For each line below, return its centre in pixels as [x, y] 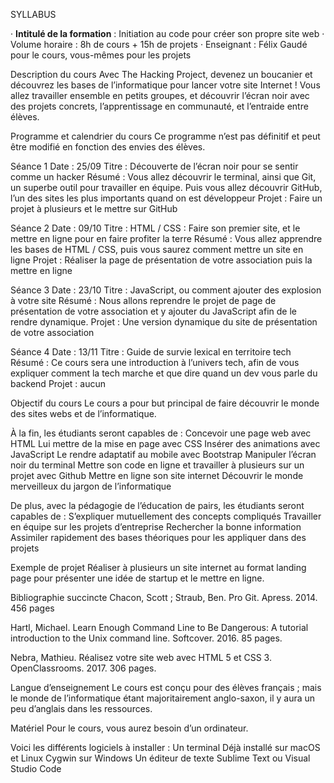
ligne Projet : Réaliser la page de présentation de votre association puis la [161, 260]
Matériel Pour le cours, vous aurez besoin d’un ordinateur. [129, 728]
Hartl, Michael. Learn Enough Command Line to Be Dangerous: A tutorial [159, 627]
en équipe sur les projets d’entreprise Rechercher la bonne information [156, 527]
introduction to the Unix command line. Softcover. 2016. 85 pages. [146, 638]
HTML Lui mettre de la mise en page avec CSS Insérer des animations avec [165, 443]
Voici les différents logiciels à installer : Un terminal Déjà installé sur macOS [165, 747]
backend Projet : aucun [58, 383]
